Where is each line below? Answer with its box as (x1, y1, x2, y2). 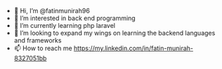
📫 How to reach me (13, 44, 72, 52)
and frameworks (13, 36, 62, 45)
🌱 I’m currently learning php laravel (13, 22, 116, 29)
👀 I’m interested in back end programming (13, 14, 136, 22)
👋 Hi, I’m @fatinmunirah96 (13, 7, 90, 15)
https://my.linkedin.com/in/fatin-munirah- (73, 44, 193, 52)
